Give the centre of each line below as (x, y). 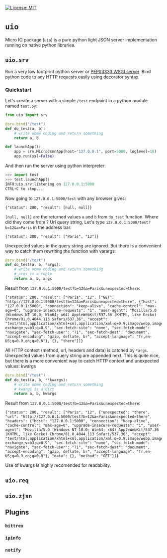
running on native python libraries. (40, 45)
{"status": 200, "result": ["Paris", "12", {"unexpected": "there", (78, 412)
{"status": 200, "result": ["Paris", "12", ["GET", (60, 297)
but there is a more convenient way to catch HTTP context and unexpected (82, 361)
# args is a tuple (33, 274)
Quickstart (18, 90)
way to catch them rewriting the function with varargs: (61, 251)
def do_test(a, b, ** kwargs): (37, 380)
